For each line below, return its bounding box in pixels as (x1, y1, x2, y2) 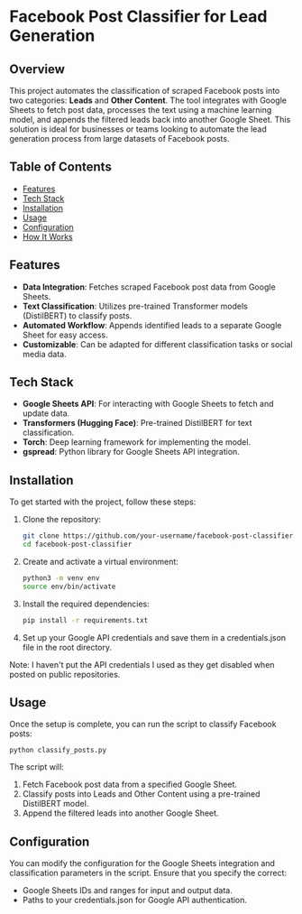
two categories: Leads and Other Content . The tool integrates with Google (9, 95, 287, 106)
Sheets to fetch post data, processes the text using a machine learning (9, 105, 272, 115)
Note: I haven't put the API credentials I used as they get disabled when (9, 659, 275, 669)
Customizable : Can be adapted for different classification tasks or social (22, 338, 293, 349)
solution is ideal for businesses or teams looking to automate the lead (9, 124, 268, 134)
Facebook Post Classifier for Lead (9, 6, 268, 27)
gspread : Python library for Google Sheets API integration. (22, 447, 241, 457)
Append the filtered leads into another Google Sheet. (22, 808, 219, 818)
